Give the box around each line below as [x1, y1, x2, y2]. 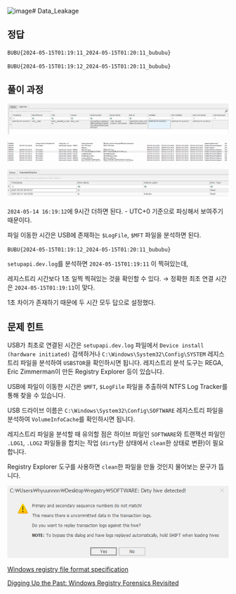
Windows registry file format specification [7, 565, 129, 574]
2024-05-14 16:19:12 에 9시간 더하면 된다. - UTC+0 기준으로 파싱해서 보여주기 [7, 207, 223, 216]
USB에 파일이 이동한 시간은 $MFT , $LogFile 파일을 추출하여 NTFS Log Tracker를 [7, 383, 228, 390]
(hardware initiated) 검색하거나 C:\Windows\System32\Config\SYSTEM [7, 349, 206, 358]
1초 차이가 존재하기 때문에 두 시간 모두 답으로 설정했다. [7, 298, 156, 307]
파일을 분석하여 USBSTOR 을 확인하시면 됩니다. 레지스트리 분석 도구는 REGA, [20, 359, 223, 366]
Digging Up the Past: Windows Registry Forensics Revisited [7, 578, 179, 588]
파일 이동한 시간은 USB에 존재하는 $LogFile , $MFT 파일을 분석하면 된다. [7, 231, 202, 240]
